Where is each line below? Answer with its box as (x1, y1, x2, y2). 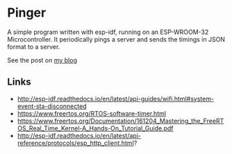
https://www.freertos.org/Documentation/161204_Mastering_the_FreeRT (17, 117, 224, 125)
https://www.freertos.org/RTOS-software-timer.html (17, 109, 167, 117)
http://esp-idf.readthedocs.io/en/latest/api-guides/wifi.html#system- (17, 94, 214, 103)
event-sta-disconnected (17, 102, 87, 110)
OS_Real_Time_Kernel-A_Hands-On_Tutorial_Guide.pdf (17, 123, 174, 132)
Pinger (7, 5, 47, 21)
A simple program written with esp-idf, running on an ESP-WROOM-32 (7, 28, 209, 36)
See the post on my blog (7, 55, 78, 64)
